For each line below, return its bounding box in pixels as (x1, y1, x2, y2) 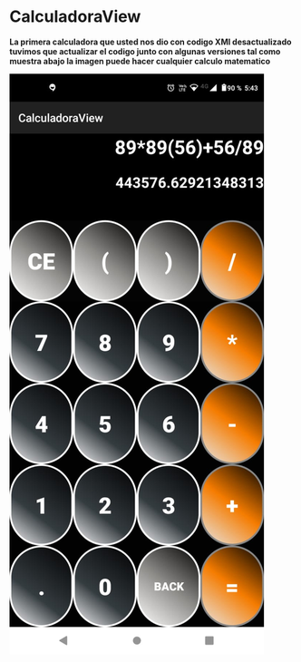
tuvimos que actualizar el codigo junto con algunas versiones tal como (9, 45, 281, 56)
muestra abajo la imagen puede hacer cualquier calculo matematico (9, 55, 271, 66)
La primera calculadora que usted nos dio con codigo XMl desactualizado (9, 36, 292, 47)
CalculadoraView (9, 6, 141, 27)
